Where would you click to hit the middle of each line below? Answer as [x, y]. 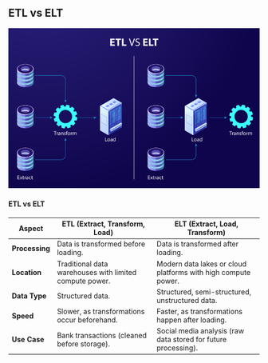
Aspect [31, 228]
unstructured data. [187, 300]
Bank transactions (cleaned [102, 335]
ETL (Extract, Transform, [103, 224]
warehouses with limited [97, 272]
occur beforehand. [87, 320]
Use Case [28, 340]
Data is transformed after [198, 244]
